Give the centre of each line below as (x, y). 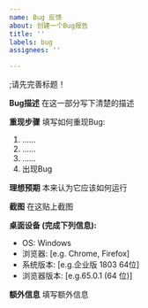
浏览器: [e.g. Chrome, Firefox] (76, 254)
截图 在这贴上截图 (41, 207)
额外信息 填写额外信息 (49, 295)
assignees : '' (35, 50)
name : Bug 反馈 (36, 17)
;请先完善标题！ (37, 84)
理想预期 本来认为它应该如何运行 (68, 188)
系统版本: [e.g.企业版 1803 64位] (81, 265)
